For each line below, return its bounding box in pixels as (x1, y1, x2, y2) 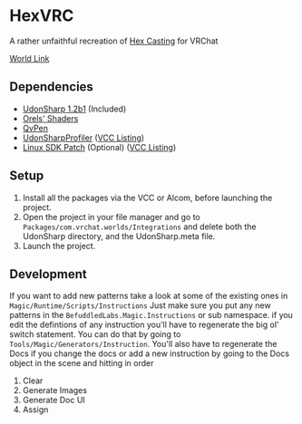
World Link (9, 53, 50, 63)
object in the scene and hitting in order (9, 358, 154, 369)
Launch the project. (22, 240, 96, 251)
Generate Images (22, 385, 88, 396)
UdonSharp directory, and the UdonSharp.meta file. (22, 230, 216, 241)
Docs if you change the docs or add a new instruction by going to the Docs (9, 348, 290, 359)
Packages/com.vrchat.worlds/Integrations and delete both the (22, 221, 257, 232)
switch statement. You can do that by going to (9, 329, 181, 340)
